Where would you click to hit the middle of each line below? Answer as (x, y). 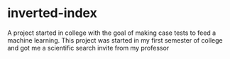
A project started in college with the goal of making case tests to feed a (112, 33)
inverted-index (52, 13)
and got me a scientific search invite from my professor (88, 48)
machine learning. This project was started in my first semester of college (115, 40)
